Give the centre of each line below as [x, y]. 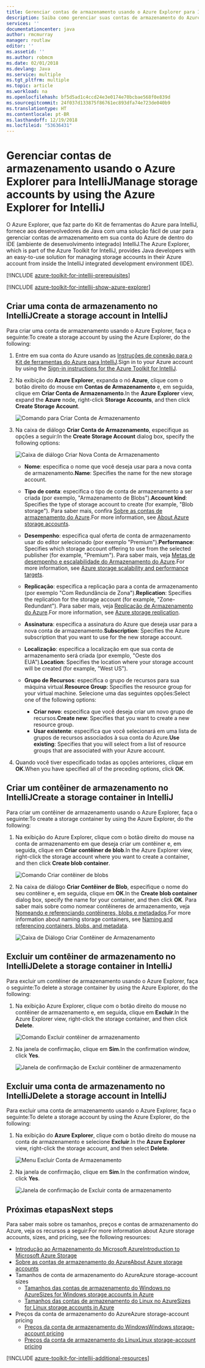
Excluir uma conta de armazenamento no [86, 1086]
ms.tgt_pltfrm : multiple [38, 80]
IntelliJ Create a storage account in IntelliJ [87, 316]
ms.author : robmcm [30, 57]
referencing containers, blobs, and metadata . [72, 925]
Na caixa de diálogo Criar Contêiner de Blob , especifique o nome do [102, 887]
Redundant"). [41, 606]
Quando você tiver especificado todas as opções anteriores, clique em [104, 762]
